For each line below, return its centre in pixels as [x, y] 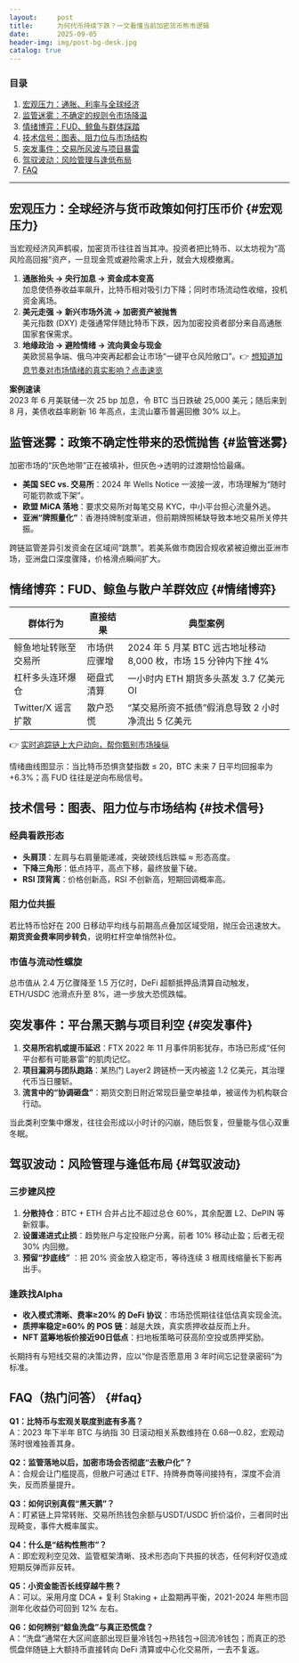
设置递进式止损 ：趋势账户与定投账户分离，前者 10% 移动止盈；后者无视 [153, 1235]
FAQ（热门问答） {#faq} [76, 1398]
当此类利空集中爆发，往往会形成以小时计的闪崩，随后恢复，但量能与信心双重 [149, 1122]
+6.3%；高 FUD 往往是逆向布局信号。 [79, 777]
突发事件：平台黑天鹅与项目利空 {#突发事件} [131, 1025]
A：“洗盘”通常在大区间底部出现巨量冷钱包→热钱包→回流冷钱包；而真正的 [144, 1638]
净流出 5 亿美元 [160, 720]
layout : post [41, 17]
